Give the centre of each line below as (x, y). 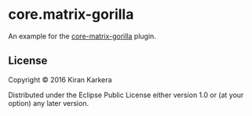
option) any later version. (48, 103)
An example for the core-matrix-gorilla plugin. (82, 36)
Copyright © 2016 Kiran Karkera (60, 79)
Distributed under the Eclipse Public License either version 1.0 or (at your (126, 95)
